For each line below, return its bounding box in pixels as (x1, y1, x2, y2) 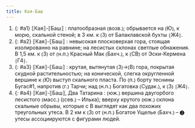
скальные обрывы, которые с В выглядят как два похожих (14, 102, 161, 109)
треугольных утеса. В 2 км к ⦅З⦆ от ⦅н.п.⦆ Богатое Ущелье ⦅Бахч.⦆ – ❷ (14, 109, 184, 116)
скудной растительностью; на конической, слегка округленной (14, 70, 175, 77)
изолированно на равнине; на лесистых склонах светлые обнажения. (14, 44, 190, 51)
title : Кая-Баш (6, 8, 43, 15)
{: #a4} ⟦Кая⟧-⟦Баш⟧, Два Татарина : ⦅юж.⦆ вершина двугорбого (14, 89, 175, 96)
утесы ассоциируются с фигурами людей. (14, 115, 121, 122)
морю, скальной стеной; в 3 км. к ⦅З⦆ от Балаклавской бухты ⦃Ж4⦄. (14, 31, 183, 38)
